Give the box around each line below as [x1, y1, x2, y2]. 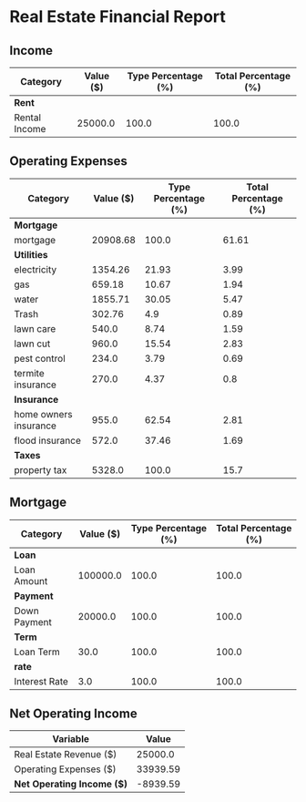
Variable [52, 733, 89, 745]
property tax [14, 463, 67, 476]
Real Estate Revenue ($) [14, 748, 117, 761]
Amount [14, 574, 48, 587]
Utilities [14, 248, 48, 261]
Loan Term [14, 645, 61, 658]
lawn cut [14, 337, 51, 350]
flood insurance [14, 434, 82, 447]
